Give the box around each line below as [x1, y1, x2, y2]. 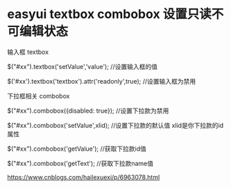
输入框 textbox [7, 48, 49, 56]
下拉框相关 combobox [7, 91, 70, 100]
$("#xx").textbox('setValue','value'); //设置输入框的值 [7, 62, 158, 70]
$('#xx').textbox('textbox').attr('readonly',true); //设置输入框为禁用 [7, 77, 196, 85]
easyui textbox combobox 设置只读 [7, 6, 212, 22]
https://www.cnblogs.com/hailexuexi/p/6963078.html [7, 173, 160, 181]
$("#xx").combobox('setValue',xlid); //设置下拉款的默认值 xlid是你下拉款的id [7, 121, 224, 129]
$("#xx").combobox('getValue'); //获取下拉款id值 [7, 144, 147, 153]
